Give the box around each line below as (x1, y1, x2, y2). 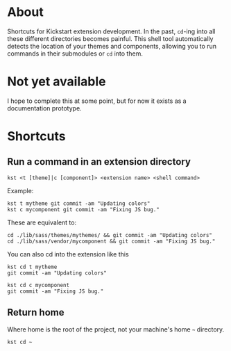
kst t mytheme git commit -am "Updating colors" (7, 199, 151, 207)
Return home (7, 307, 65, 318)
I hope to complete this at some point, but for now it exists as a (7, 97, 187, 105)
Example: (7, 186, 34, 195)
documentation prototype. (7, 104, 82, 112)
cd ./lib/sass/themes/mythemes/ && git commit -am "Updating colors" (7, 231, 213, 238)
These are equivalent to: (7, 218, 77, 227)
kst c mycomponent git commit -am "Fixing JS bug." (7, 206, 160, 213)
